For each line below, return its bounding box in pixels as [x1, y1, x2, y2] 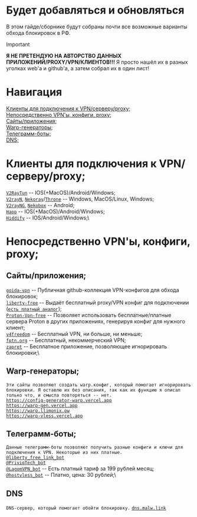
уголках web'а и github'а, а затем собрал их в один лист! [6, 64, 149, 71]
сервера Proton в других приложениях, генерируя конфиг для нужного [6, 318, 186, 325]
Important [6, 41, 30, 48]
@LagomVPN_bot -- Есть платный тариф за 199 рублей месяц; [6, 465, 155, 472]
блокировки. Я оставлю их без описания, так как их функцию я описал [6, 387, 181, 393]
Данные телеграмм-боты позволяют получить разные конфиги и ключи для [6, 444, 183, 450]
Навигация [6, 86, 63, 99]
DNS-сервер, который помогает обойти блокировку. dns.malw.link [6, 505, 166, 511]
